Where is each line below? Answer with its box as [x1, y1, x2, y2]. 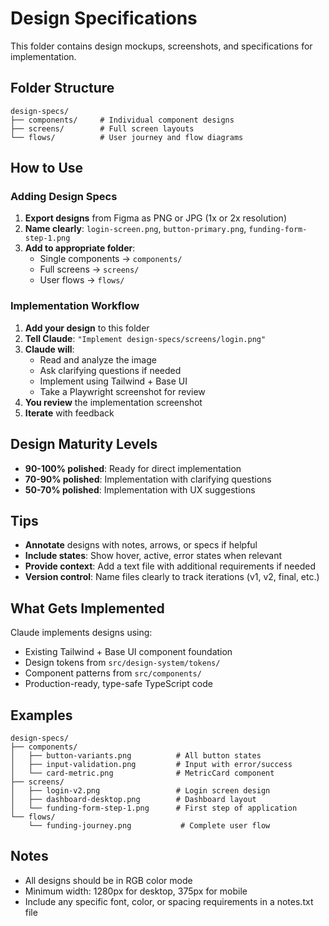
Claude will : [24, 343, 75, 355]
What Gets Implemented [10, 600, 165, 617]
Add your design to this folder [24, 322, 150, 334]
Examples [10, 707, 73, 724]
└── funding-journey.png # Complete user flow [28, 820, 271, 831]
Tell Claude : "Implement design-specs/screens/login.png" [24, 332, 267, 344]
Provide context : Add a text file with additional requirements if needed [24, 560, 316, 572]
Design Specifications [10, 7, 198, 30]
